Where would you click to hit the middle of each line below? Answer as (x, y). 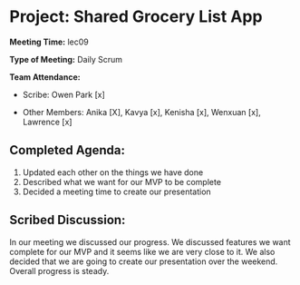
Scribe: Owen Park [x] (64, 94)
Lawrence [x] (47, 122)
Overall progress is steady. (59, 270)
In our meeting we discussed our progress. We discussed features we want (150, 241)
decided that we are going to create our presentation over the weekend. (144, 261)
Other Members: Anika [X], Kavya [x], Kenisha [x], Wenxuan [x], (141, 112)
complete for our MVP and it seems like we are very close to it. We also (142, 251)
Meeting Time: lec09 (49, 42)
